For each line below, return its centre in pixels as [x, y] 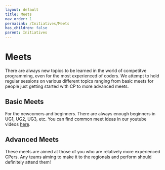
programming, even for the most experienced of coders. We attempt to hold [82, 76]
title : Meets [19, 14]
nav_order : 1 [19, 19]
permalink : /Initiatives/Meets [37, 23]
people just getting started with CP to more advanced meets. [67, 86]
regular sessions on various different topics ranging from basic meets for [80, 81]
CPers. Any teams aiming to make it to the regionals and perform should [78, 157]
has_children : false [26, 28]
